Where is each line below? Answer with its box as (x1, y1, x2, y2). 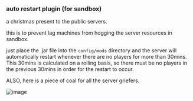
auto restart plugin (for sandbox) (6, 5, 102, 13)
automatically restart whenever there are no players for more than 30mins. (6, 53, 187, 60)
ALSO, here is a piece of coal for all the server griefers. (6, 77, 140, 84)
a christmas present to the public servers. (6, 18, 107, 25)
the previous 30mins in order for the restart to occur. (6, 66, 134, 73)
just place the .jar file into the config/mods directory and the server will (6, 47, 177, 54)
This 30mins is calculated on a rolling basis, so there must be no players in (6, 59, 188, 66)
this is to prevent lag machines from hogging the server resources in (6, 29, 172, 36)
